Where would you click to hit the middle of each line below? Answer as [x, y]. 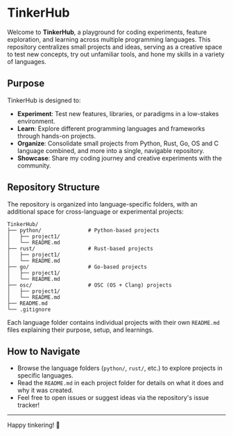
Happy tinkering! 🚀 [34, 425]
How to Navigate [44, 352]
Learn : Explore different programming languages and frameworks [111, 128]
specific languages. [45, 376]
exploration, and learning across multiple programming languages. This [109, 39]
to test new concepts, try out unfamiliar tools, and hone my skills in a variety [116, 54]
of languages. [27, 61]
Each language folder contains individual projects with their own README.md [113, 322]
